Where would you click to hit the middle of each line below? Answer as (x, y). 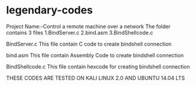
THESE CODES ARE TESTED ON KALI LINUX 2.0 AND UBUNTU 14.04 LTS (95, 78)
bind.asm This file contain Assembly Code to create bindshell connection (95, 55)
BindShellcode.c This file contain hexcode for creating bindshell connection (98, 66)
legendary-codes (50, 10)
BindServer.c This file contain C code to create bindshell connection (89, 44)
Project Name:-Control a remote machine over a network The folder (89, 26)
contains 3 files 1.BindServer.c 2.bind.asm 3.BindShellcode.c (80, 32)
